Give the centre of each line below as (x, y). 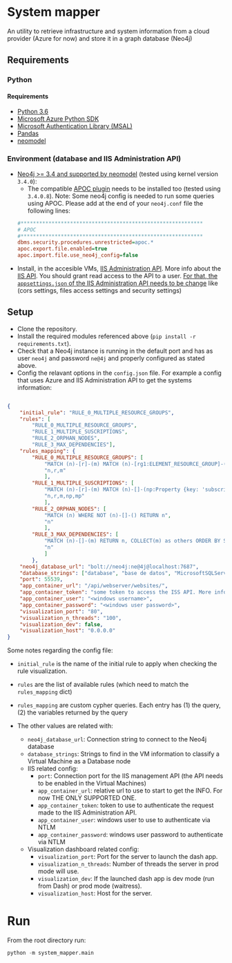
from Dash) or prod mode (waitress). (90, 886)
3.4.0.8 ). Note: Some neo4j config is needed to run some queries (121, 196)
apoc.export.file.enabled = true (62, 249)
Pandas (28, 134)
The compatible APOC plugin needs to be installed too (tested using (124, 188)
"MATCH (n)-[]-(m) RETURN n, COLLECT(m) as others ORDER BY (132, 541)
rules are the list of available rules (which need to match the (103, 685)
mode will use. (58, 871)
